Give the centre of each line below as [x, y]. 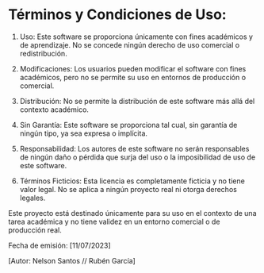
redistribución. [43, 53]
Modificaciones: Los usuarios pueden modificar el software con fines [133, 68]
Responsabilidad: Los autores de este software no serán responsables [134, 148]
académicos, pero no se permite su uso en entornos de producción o [133, 77]
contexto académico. [54, 110]
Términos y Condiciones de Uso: [118, 15]
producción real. [35, 230]
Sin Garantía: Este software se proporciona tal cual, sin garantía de [128, 125]
